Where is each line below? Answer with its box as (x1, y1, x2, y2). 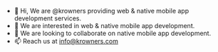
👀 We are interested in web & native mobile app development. (14, 22, 195, 30)
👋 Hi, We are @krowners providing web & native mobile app (14, 7, 190, 15)
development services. (14, 14, 82, 22)
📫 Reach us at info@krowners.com (14, 37, 119, 45)
